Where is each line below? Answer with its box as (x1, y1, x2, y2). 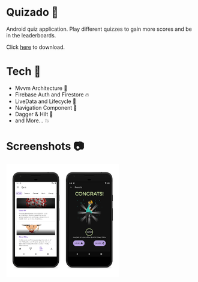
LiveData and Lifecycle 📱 (14, 98, 77, 105)
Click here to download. (6, 43, 65, 51)
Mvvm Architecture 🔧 (14, 84, 68, 92)
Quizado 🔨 (6, 5, 59, 19)
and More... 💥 (14, 117, 50, 124)
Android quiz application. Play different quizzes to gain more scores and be (6, 25, 192, 33)
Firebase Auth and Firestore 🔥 (14, 90, 89, 98)
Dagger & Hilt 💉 (14, 110, 53, 117)
